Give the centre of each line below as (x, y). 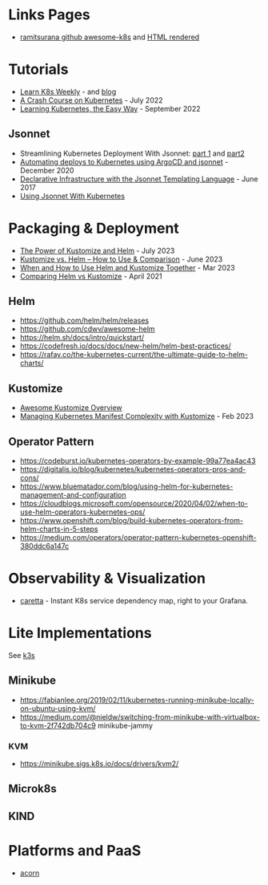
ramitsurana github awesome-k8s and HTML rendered (110, 37)
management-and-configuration (73, 495)
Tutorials (38, 69)
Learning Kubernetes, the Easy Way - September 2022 (110, 108)
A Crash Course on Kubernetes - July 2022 (91, 100)
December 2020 (47, 170)
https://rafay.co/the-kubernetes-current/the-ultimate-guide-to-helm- (134, 355)
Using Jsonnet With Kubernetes (72, 196)
